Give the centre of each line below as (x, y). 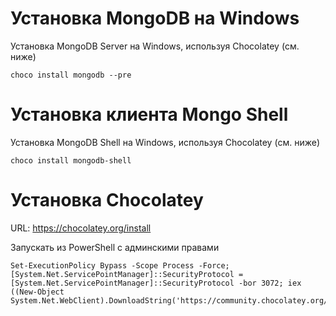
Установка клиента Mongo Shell (149, 114)
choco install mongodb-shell (71, 160)
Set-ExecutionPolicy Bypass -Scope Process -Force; (120, 265)
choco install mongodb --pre (71, 75)
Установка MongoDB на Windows (155, 18)
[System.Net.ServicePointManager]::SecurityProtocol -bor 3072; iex (156, 283)
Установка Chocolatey (107, 200)
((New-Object (37, 292)
